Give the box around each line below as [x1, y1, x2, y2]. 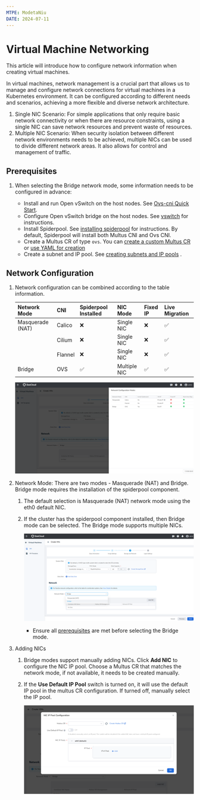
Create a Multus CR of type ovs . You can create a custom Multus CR [23, 238, 191, 245]
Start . [23, 206, 37, 213]
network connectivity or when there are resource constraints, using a [14, 117, 185, 124]
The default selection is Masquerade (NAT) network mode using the [23, 497, 190, 504]
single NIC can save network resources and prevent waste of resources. [14, 123, 192, 131]
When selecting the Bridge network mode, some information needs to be [14, 182, 193, 189]
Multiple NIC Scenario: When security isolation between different [14, 130, 174, 137]
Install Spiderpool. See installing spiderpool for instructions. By [23, 225, 178, 232]
